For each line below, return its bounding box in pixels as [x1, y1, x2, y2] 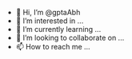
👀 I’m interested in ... [15, 16, 84, 26]
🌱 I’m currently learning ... [15, 25, 102, 33]
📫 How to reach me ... [15, 42, 90, 51]
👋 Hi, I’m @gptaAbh [15, 8, 81, 17]
